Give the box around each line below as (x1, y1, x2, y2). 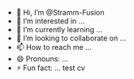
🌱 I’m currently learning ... (15, 25, 103, 34)
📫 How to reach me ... (15, 43, 92, 52)
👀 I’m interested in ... (15, 16, 85, 26)
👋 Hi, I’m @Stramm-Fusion (15, 8, 105, 17)
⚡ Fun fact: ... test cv (15, 63, 85, 73)
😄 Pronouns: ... (15, 54, 69, 64)
